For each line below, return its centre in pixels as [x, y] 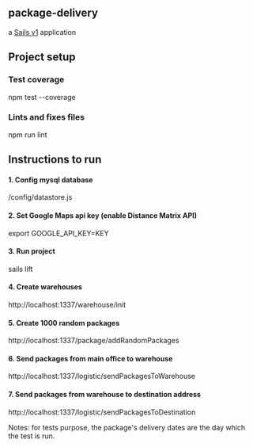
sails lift [21, 269]
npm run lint [28, 135]
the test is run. [32, 436]
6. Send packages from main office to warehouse [91, 358]
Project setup [42, 57]
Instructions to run [55, 160]
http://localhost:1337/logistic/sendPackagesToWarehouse [102, 376]
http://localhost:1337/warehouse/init [67, 305]
